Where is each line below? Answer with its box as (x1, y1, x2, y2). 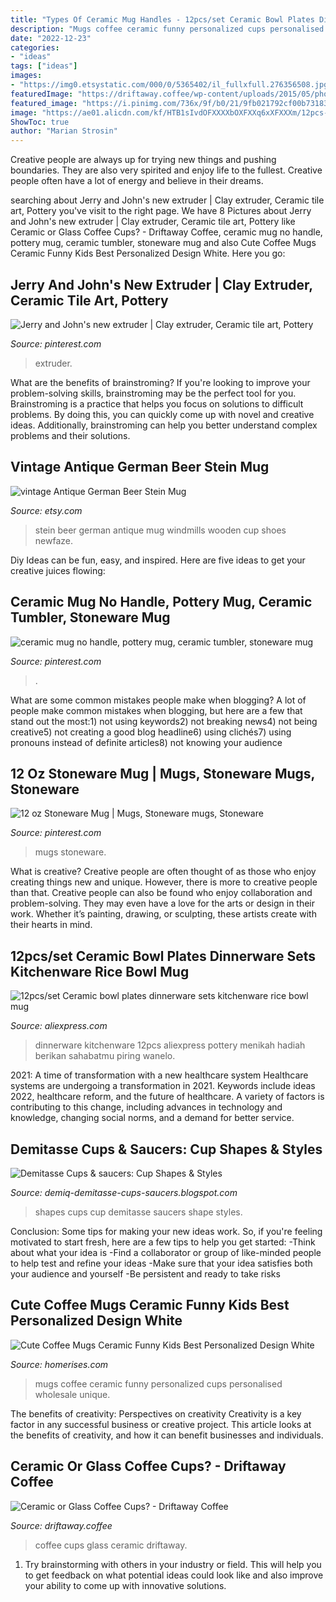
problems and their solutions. (10, 429, 131, 441)
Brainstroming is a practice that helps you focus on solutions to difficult (10, 397, 304, 410)
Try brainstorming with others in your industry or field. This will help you (24, 1558, 322, 1570)
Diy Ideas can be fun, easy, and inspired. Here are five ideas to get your (10, 554, 306, 566)
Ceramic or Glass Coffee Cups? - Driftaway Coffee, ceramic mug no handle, (10, 226, 323, 238)
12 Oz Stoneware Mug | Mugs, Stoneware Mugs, (10, 765, 315, 782)
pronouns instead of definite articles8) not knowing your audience (10, 736, 283, 748)
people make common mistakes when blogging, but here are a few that (10, 704, 303, 716)
